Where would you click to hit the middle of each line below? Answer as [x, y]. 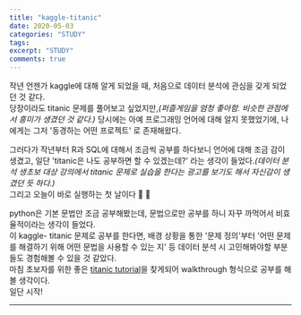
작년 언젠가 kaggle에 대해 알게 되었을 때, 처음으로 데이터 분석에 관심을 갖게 [140, 85]
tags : [19, 43]
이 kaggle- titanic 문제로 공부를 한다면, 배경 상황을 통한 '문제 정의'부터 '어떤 [142, 235]
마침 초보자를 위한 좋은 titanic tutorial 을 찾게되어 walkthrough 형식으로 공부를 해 [150, 269]
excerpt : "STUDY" [42, 51]
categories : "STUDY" [48, 34]
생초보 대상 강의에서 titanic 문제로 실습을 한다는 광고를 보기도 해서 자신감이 [149, 172]
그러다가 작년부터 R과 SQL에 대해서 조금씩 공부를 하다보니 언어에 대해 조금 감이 [147, 149]
